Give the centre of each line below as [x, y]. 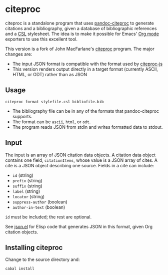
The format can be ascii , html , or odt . [51, 122]
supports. [22, 116]
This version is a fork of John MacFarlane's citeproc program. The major [80, 49]
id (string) [23, 175]
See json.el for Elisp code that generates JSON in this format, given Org [79, 226]
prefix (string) [27, 180]
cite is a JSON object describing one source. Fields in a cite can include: [80, 165]
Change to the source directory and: [42, 259]
